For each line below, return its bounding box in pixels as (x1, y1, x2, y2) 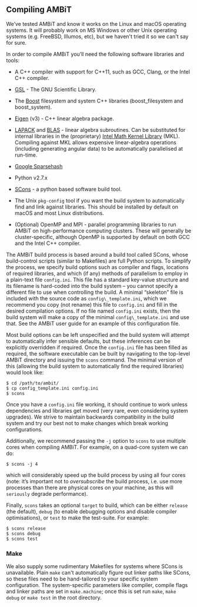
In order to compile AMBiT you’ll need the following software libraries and (6, 50, 184, 58)
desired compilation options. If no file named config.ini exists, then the (6, 307, 181, 314)
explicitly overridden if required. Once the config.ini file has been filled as (6, 344, 188, 351)
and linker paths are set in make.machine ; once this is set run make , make (6, 588, 176, 595)
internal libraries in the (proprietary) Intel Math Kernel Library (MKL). (14, 132, 180, 140)
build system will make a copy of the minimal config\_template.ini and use (6, 313, 189, 320)
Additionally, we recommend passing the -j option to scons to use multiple (6, 437, 186, 444)
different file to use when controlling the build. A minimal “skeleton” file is (6, 288, 183, 296)
